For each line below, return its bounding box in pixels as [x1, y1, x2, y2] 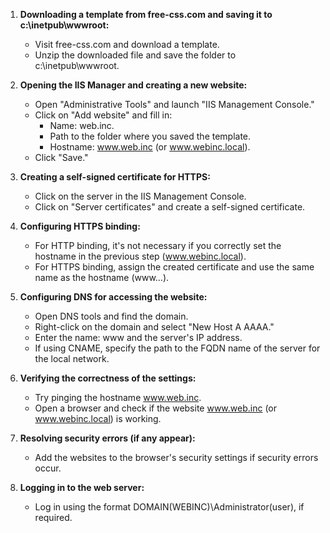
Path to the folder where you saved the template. [49, 130, 252, 142]
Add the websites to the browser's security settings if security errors [34, 452, 319, 463]
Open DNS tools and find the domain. [34, 310, 189, 322]
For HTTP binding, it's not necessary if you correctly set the [34, 240, 282, 251]
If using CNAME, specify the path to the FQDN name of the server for [34, 342, 321, 354]
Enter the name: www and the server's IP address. [34, 332, 243, 343]
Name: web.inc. [49, 120, 115, 131]
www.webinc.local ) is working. [34, 413, 162, 424]
